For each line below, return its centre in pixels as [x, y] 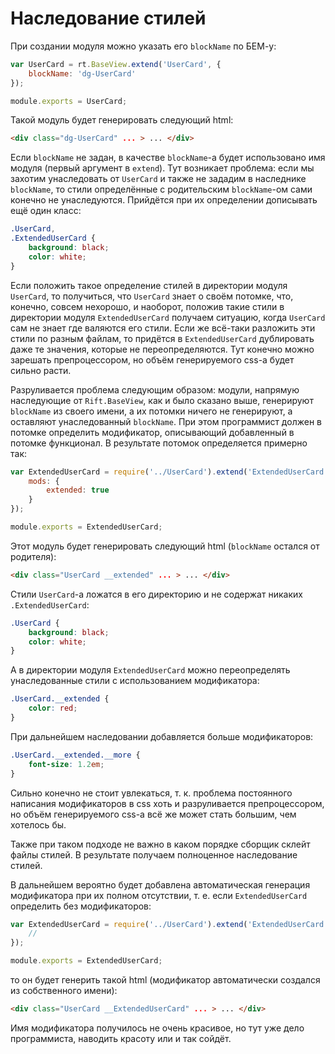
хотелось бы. [38, 824]
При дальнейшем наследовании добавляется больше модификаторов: [162, 736]
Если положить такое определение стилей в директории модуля [149, 285]
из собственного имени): [64, 991]
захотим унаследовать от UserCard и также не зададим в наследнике [158, 179]
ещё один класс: [46, 211]
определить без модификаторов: [81, 906]
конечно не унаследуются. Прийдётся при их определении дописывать [164, 200]
